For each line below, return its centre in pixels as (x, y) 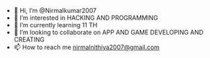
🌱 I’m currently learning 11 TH (55, 25)
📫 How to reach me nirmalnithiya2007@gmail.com (87, 47)
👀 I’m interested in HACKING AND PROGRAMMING (86, 18)
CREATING (29, 40)
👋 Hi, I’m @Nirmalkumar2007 (55, 11)
